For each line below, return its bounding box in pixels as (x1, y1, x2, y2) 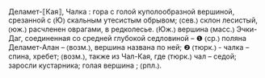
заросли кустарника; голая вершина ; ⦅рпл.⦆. (8, 60, 162, 70)
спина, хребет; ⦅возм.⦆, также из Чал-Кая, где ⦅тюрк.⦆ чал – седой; (8, 51, 237, 61)
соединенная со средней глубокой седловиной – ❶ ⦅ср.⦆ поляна (24, 34, 246, 43)
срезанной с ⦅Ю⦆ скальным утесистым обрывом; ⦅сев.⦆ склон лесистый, (8, 15, 259, 25)
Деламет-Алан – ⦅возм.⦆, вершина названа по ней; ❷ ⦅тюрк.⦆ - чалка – (8, 43, 250, 51)
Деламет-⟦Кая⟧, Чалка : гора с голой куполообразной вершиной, (8, 7, 235, 16)
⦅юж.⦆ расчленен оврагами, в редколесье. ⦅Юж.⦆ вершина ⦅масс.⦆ (8, 24, 235, 34)
